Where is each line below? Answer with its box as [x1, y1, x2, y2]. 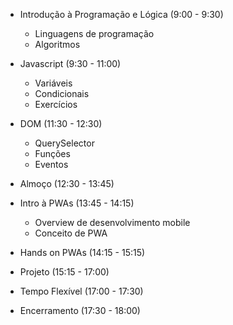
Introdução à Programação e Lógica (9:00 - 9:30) [19, 9, 224, 20]
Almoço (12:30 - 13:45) [19, 178, 115, 189]
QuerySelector [34, 137, 95, 149]
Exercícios [34, 99, 78, 110]
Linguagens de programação [34, 28, 155, 39]
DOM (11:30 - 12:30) [19, 118, 103, 129]
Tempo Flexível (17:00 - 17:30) [19, 285, 144, 297]
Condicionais [34, 88, 90, 99]
